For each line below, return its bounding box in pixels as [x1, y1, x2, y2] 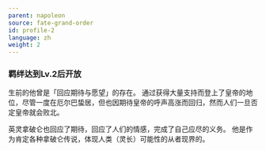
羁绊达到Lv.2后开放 [8, 69, 82, 80]
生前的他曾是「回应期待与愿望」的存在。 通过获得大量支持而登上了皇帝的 [8, 88, 246, 97]
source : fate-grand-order [8, 19, 93, 27]
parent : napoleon [8, 11, 66, 20]
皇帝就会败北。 [14, 108, 64, 117]
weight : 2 [8, 41, 41, 49]
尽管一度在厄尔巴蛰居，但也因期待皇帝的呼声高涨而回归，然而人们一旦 [21, 98, 251, 108]
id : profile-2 [8, 26, 55, 34]
